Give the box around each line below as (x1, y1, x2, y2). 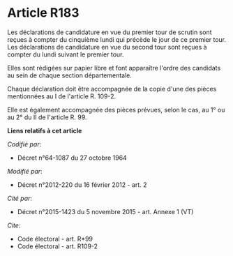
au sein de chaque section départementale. (7, 71, 133, 80)
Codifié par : (7, 140, 42, 148)
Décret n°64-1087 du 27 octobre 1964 (17, 153, 127, 162)
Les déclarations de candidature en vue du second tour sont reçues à (7, 43, 207, 51)
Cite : (7, 221, 21, 229)
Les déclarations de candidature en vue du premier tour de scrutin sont (7, 28, 212, 36)
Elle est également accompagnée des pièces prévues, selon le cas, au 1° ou (7, 105, 225, 114)
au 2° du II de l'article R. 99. (7, 113, 87, 121)
